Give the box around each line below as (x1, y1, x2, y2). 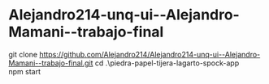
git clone (8, 49, 38, 59)
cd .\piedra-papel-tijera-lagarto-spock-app (94, 58, 240, 68)
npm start (8, 66, 41, 76)
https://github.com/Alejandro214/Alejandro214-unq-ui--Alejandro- (39, 49, 261, 59)
